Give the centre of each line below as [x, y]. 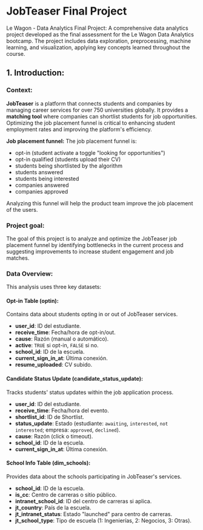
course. [16, 53]
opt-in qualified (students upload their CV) [68, 159]
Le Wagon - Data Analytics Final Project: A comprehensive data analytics [98, 28]
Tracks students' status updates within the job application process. [90, 392]
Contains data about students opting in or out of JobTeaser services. [92, 314]
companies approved [42, 191]
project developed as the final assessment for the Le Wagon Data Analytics [100, 34]
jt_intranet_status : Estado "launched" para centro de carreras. [94, 514]
